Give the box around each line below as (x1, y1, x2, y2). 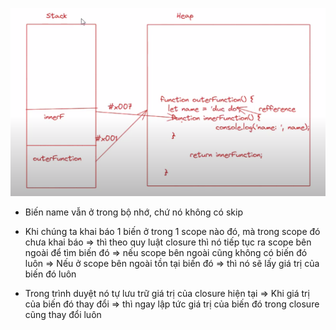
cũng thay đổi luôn (24, 309, 102, 321)
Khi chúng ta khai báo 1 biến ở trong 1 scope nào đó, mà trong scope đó (24, 226, 321, 238)
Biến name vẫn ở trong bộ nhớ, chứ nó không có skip (24, 206, 243, 218)
